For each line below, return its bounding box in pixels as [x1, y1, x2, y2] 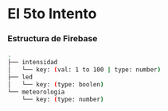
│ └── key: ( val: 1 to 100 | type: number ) [7, 66, 161, 74]
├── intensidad [7, 59, 58, 67]
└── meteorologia [7, 88, 65, 96]
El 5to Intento [7, 5, 97, 23]
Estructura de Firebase [7, 33, 98, 44]
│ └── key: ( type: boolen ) [7, 80, 104, 88]
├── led [7, 73, 33, 82]
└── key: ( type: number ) [21, 95, 104, 103]
